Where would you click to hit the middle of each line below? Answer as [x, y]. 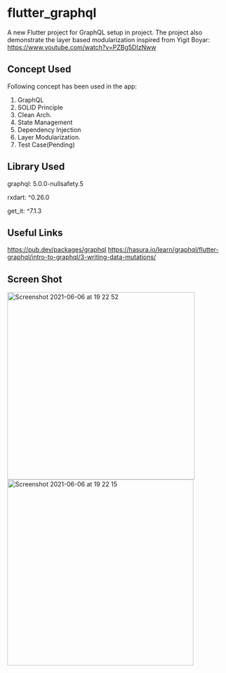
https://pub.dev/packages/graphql [57, 250]
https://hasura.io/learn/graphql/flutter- [163, 250]
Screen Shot [35, 279]
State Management [45, 122]
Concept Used [39, 69]
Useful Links [35, 233]
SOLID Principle [40, 107]
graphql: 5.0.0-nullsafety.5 [46, 183]
